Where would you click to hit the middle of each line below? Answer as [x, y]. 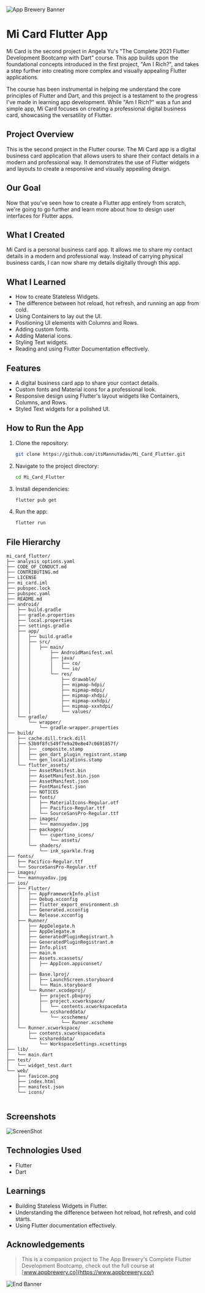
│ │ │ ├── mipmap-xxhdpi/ [59, 701]
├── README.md [24, 599]
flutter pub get [36, 500]
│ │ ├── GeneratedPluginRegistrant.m [60, 942]
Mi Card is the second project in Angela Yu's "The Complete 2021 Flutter [98, 51]
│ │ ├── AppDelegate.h [41, 926]
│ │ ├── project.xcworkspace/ [56, 1001]
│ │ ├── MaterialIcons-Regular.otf [63, 803]
